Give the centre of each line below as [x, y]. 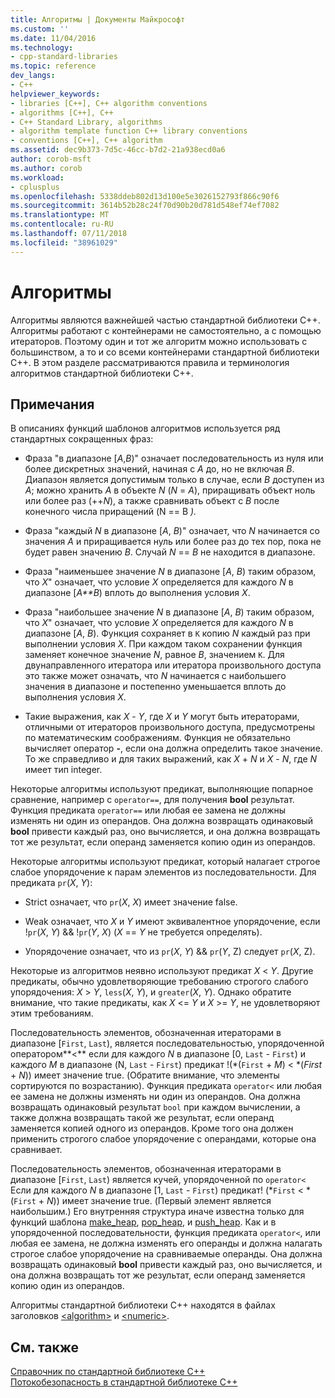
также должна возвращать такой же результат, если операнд [142, 1118]
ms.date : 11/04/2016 [53, 38]
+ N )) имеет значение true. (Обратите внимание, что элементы [145, 1075]
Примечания [52, 404]
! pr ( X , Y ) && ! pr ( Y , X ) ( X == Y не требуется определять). [143, 932]
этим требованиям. [52, 1013]
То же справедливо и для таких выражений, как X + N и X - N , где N [171, 759]
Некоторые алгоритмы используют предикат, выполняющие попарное [162, 789]
